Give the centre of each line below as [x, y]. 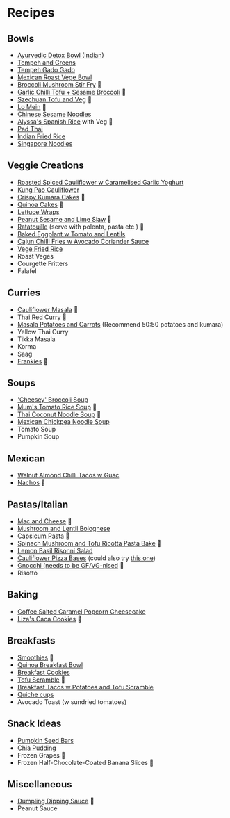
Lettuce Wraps [38, 212]
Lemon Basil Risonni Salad [55, 551]
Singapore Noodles [45, 144]
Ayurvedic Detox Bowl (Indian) [60, 55]
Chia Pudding [37, 748]
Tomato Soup [36, 430]
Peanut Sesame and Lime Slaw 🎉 [64, 219]
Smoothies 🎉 [35, 657]
